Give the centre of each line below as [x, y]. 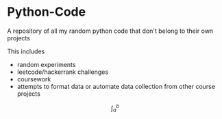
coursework [34, 79]
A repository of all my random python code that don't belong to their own [110, 31]
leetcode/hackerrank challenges [62, 72]
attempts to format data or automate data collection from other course [116, 86]
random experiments [46, 64]
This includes [26, 51]
